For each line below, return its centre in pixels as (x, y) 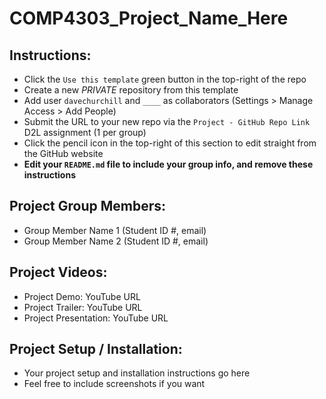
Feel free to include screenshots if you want (114, 384)
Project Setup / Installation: (96, 349)
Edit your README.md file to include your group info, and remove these (168, 164)
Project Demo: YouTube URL (82, 296)
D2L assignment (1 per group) (85, 132)
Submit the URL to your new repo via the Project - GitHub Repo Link (167, 121)
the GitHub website (63, 153)
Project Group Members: (88, 206)
